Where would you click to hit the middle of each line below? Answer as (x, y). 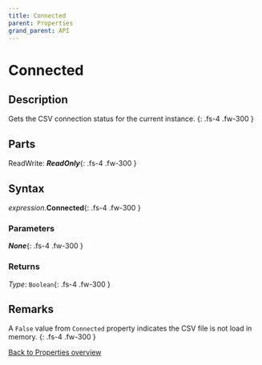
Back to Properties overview (55, 352)
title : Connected (37, 16)
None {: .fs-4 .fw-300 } (46, 246)
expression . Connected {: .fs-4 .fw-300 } (75, 208)
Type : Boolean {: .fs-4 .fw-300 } (59, 284)
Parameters (31, 228)
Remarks (31, 309)
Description (38, 100)
